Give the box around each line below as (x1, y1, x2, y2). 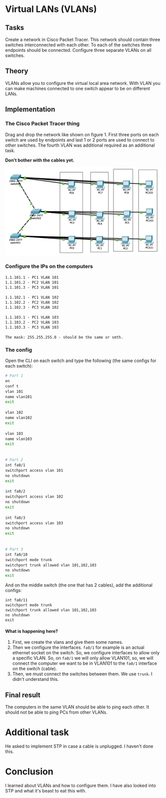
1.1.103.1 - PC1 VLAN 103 (5, 315, 59, 320)
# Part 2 (5, 457, 23, 462)
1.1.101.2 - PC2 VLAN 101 (5, 280, 59, 285)
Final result (5, 691, 41, 699)
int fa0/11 (5, 598, 28, 603)
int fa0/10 (5, 552, 28, 557)
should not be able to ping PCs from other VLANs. (5, 709, 108, 715)
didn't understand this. (12, 676, 59, 682)
